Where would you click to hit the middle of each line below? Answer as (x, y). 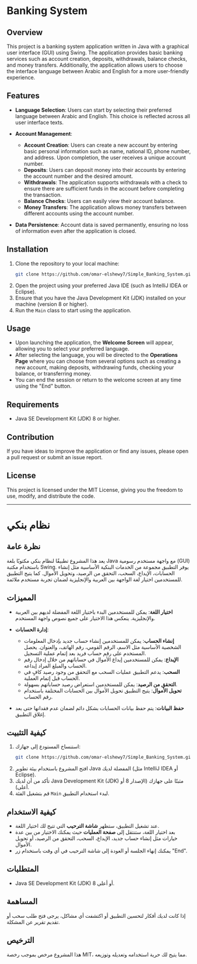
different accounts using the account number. (79, 213)
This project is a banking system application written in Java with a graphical (98, 46)
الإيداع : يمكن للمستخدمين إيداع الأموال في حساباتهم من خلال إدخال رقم (101, 659)
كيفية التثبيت (26, 732)
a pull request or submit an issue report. (55, 457)
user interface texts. (39, 122)
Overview (25, 32)
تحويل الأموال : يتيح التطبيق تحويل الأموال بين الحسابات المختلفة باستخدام (103, 690)
